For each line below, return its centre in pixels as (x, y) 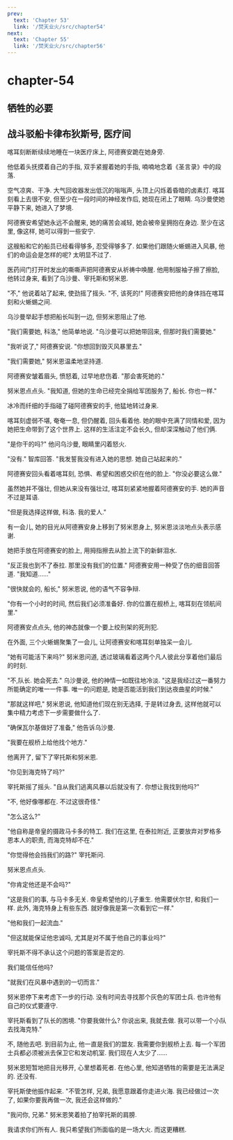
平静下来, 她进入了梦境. (41, 208)
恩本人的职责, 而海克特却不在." (51, 840)
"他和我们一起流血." (35, 923)
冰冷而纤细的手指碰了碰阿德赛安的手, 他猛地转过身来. (83, 406)
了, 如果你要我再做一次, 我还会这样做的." (65, 1100)
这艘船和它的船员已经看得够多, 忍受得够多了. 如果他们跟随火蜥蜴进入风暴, (112, 246)
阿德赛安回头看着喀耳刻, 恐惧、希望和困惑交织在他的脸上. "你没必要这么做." (115, 474)
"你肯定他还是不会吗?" (39, 885)
